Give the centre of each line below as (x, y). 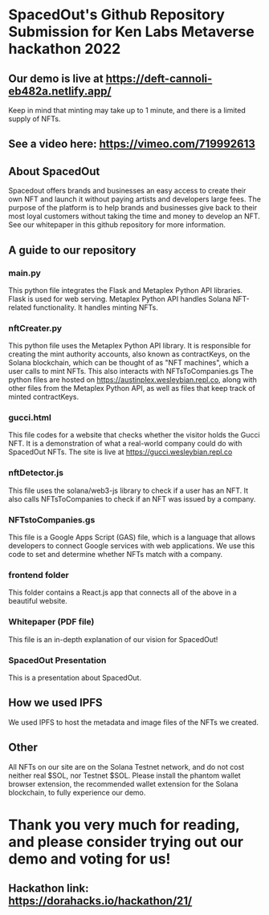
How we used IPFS (55, 703)
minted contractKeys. (44, 397)
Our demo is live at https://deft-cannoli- (110, 78)
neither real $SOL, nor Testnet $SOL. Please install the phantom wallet (124, 775)
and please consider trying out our (126, 842)
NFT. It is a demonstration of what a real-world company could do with (125, 444)
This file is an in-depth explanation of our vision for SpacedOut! (113, 639)
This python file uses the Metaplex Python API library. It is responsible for (130, 346)
